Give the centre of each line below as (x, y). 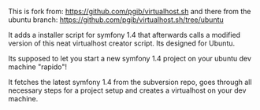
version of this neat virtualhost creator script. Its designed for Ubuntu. (122, 43)
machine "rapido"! (38, 67)
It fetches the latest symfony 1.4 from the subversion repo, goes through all (130, 82)
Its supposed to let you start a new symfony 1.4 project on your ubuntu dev (130, 59)
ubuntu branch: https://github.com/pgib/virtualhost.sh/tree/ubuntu (116, 20)
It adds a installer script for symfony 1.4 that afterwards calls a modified (124, 35)
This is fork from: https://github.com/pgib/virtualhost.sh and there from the (130, 11)
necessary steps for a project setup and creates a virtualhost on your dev (127, 90)
